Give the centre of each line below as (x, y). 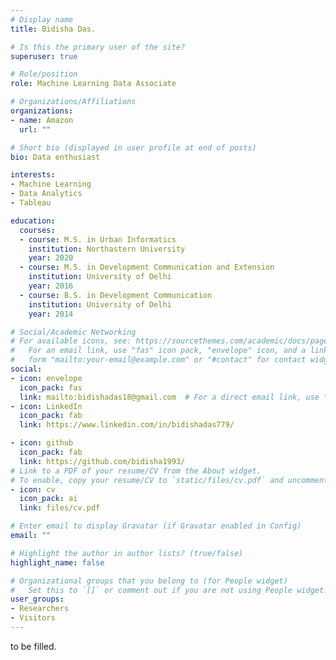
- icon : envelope (46, 378)
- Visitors (33, 618)
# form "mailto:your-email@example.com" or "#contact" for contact (158, 360)
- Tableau (31, 203)
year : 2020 (51, 258)
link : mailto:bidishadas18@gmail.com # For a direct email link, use (169, 397)
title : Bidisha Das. (53, 29)
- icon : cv (33, 489)
